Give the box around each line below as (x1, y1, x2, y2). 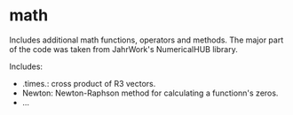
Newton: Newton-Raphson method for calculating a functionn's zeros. (21, 88, 279, 98)
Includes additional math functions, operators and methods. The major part (9, 34, 284, 45)
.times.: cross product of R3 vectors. (21, 78, 156, 88)
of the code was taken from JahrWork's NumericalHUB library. (9, 43, 238, 54)
